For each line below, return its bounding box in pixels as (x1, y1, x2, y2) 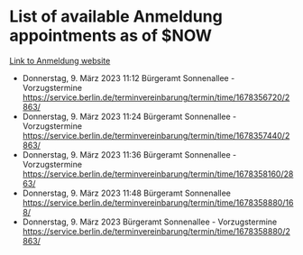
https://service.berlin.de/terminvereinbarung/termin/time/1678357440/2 (22, 130, 290, 141)
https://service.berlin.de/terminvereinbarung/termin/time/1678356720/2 (22, 92, 290, 103)
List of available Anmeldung (9, 6, 223, 27)
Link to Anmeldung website (9, 55, 111, 66)
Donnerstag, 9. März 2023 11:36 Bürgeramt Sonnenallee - (22, 149, 237, 159)
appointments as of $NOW (9, 25, 213, 46)
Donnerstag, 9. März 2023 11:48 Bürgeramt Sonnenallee (22, 187, 232, 198)
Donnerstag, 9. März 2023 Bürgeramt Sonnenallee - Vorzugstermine (22, 216, 278, 227)
